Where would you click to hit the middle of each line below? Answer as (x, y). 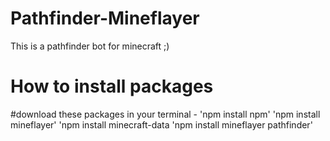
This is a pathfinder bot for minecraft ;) (90, 46)
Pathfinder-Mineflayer (105, 18)
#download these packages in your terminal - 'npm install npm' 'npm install (165, 114)
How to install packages (112, 86)
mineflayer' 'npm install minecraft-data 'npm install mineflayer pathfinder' (161, 124)
